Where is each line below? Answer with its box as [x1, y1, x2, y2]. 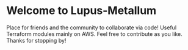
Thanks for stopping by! [6, 37, 67, 44]
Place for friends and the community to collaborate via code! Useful [6, 24, 177, 31]
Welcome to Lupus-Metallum [6, 4, 157, 18]
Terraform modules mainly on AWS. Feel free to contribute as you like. [6, 30, 183, 37]
